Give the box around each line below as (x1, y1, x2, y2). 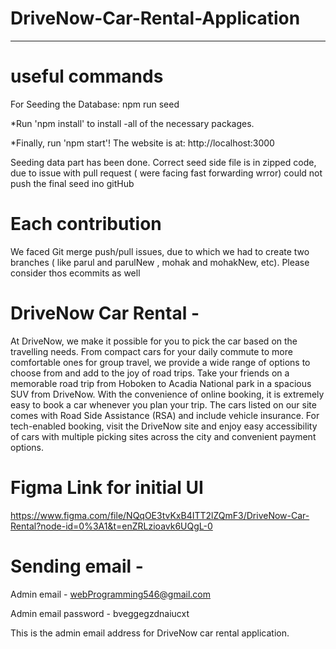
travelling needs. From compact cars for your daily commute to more (10, 345, 293, 357)
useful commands (10, 65, 164, 88)
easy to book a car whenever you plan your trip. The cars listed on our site (10, 398, 317, 411)
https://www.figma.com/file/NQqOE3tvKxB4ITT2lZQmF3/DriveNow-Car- (10, 509, 310, 521)
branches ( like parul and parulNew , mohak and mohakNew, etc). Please (10, 256, 310, 268)
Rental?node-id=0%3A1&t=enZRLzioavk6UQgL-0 (10, 520, 213, 532)
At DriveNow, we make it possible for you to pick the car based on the (10, 335, 298, 347)
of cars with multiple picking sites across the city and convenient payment (10, 430, 317, 442)
